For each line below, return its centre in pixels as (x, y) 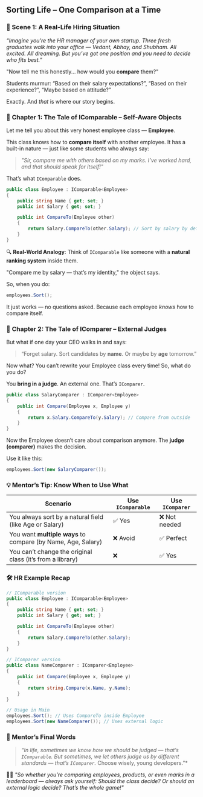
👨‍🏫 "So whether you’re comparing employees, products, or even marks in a (100, 775)
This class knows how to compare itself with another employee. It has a (96, 142)
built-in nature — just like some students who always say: (78, 148)
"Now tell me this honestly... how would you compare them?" (82, 72)
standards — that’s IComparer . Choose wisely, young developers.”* (105, 763)
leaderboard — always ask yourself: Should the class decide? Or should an (100, 781)
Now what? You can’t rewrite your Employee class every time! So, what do (99, 365)
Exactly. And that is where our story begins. (61, 101)
